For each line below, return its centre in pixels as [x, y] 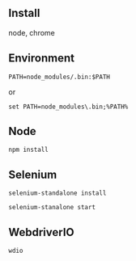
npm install [28, 150]
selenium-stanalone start [52, 208]
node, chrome [32, 32]
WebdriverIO [41, 232]
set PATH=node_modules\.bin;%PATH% [68, 107]
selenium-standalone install [57, 193]
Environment [42, 59]
